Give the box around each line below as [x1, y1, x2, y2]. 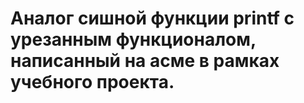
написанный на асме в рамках [10, 50, 280, 72]
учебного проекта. [10, 71, 175, 94]
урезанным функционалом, [10, 28, 257, 51]
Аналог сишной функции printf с [10, 7, 295, 30]
